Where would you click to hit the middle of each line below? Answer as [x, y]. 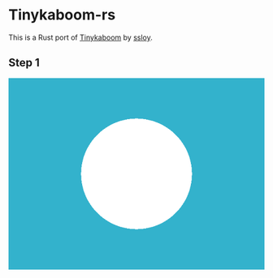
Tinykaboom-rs [62, 15]
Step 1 [24, 63]
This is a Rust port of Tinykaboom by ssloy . [80, 37]
